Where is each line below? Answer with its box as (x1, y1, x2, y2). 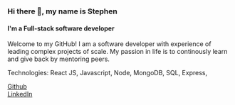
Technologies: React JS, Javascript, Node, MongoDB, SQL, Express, (7, 69, 208, 77)
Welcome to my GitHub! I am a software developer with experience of (7, 40, 211, 48)
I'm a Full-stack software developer (7, 24, 115, 33)
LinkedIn (7, 90, 33, 99)
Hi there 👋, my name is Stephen (7, 6, 117, 16)
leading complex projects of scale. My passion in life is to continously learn (7, 48, 228, 56)
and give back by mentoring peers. (7, 55, 110, 63)
